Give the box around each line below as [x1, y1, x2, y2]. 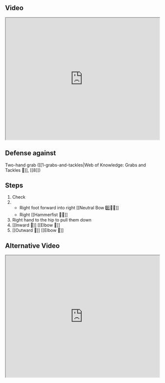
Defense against [5, 149, 56, 158]
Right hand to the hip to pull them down [12, 217, 92, 223]
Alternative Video [5, 242, 60, 250]
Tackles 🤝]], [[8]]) [5, 167, 41, 173]
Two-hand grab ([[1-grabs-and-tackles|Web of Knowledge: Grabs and [5, 162, 146, 168]
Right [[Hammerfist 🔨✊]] [19, 212, 68, 218]
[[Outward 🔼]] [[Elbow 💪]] [12, 227, 64, 233]
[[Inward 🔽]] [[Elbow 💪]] [12, 222, 60, 228]
